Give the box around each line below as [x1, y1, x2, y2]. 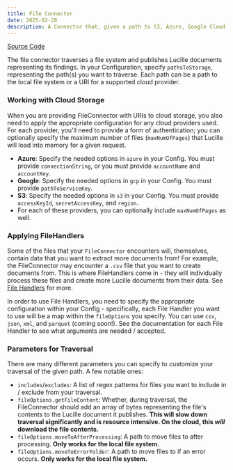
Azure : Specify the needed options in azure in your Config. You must [17, 154, 215, 162]
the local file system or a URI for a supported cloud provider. [7, 78, 180, 86]
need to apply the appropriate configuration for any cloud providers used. [7, 118, 218, 127]
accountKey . [17, 169, 51, 178]
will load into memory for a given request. [7, 141, 127, 149]
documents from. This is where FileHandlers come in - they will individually [7, 269, 223, 277]
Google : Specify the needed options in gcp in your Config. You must [17, 176, 212, 185]
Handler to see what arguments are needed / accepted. [7, 327, 166, 335]
